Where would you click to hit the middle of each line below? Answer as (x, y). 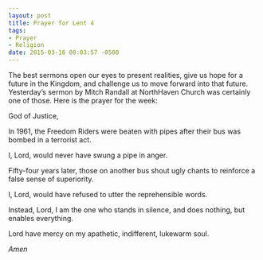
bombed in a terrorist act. (50, 140)
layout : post (30, 16)
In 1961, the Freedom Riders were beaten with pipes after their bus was (125, 131)
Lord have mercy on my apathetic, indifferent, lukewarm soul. (109, 234)
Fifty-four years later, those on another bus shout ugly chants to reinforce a (132, 171)
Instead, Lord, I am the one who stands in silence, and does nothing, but (127, 210)
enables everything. (41, 218)
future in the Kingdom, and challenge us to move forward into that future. (128, 83)
